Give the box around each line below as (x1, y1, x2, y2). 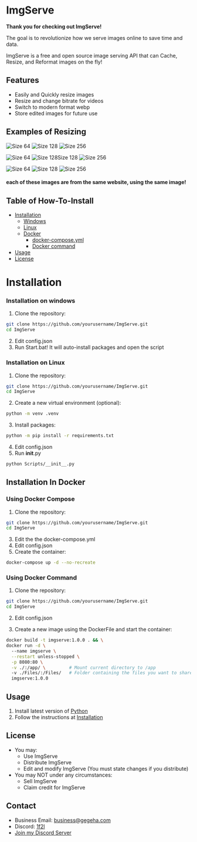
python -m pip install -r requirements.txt (6, 433, 114, 439)
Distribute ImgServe (23, 758, 72, 766)
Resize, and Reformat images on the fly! (6, 58, 103, 65)
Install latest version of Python (14, 707, 88, 715)
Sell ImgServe (23, 777, 57, 784)
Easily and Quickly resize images (14, 91, 94, 98)
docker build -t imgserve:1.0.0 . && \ (6, 637, 104, 643)
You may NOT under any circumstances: (14, 771, 113, 778)
